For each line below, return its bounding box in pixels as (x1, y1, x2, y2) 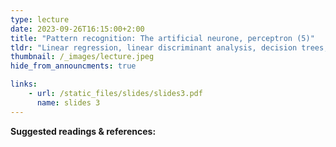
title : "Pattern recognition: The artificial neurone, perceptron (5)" (10, 33, 315, 43)
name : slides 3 (36, 97, 101, 108)
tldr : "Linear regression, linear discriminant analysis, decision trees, (10, 42, 329, 53)
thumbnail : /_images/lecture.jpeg (10, 52, 155, 62)
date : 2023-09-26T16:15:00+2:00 (10, 24, 145, 34)
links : (10, 79, 38, 90)
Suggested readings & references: (10, 125, 157, 137)
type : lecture (10, 14, 70, 25)
